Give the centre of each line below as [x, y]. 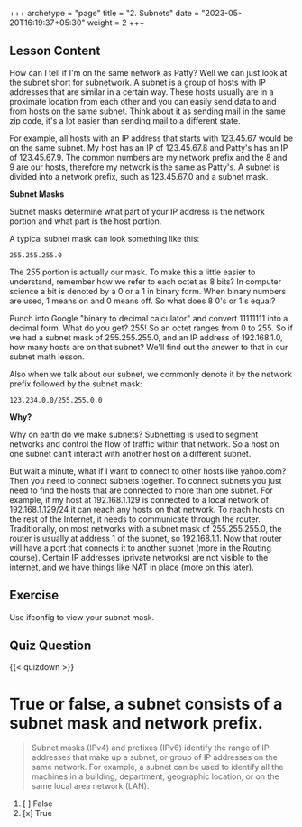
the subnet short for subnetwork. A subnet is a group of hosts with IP [137, 82]
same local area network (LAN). [90, 786]
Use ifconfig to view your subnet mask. [82, 617]
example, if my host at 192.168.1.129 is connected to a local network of [139, 499]
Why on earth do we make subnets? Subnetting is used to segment [134, 434]
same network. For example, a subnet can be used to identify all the [157, 767]
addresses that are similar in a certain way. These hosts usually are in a [142, 92]
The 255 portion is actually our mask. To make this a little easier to [133, 272]
